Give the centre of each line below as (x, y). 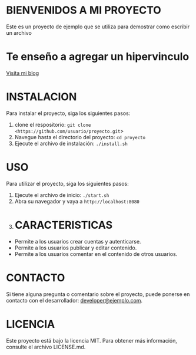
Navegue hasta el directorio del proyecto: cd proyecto (80, 137)
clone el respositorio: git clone (53, 124)
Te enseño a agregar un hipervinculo (98, 57)
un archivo (19, 32)
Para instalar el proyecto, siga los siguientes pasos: (68, 113)
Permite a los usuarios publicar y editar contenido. (76, 248)
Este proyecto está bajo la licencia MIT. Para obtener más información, (92, 340)
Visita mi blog (23, 73)
